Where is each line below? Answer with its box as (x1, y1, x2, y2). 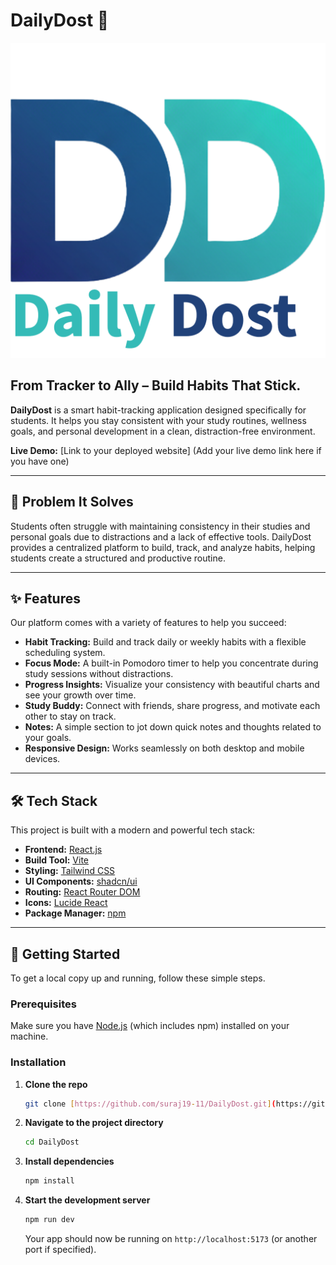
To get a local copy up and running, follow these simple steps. (10, 972, 266, 984)
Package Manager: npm (24, 907, 127, 919)
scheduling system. (24, 647, 106, 659)
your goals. (24, 732, 72, 744)
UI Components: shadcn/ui (24, 875, 138, 888)
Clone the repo (24, 1078, 88, 1090)
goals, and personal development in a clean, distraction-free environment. (10, 425, 316, 437)
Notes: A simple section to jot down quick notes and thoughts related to (24, 721, 322, 733)
